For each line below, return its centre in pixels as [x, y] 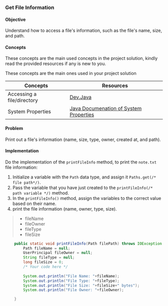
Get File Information [30, 7]
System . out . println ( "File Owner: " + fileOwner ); [73, 290]
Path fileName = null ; [47, 248]
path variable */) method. [40, 193]
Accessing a [22, 94]
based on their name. [34, 203]
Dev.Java [80, 97]
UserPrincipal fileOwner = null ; [58, 253]
